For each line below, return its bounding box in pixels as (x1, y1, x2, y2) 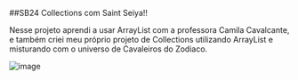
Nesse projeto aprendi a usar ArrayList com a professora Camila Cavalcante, (9, 25, 290, 35)
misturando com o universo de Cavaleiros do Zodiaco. (9, 44, 208, 54)
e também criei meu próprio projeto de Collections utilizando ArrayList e (9, 35, 274, 44)
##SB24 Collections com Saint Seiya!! (9, 8, 149, 18)
